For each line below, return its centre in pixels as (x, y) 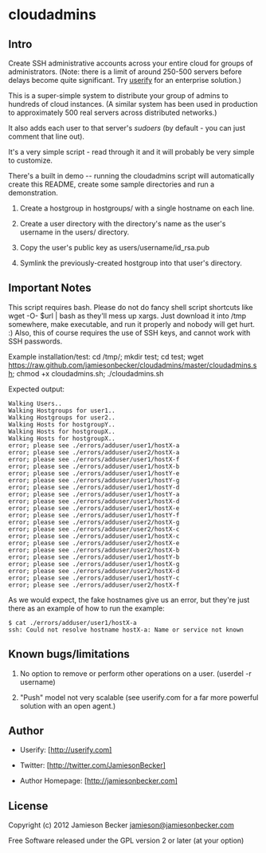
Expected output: (37, 389)
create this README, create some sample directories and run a (111, 184)
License (28, 806)
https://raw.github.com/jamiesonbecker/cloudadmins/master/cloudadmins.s (133, 365)
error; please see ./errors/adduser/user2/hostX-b (94, 550)
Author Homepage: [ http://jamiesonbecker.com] (98, 781)
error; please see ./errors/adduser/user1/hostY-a (94, 494)
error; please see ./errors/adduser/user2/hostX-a (94, 452)
